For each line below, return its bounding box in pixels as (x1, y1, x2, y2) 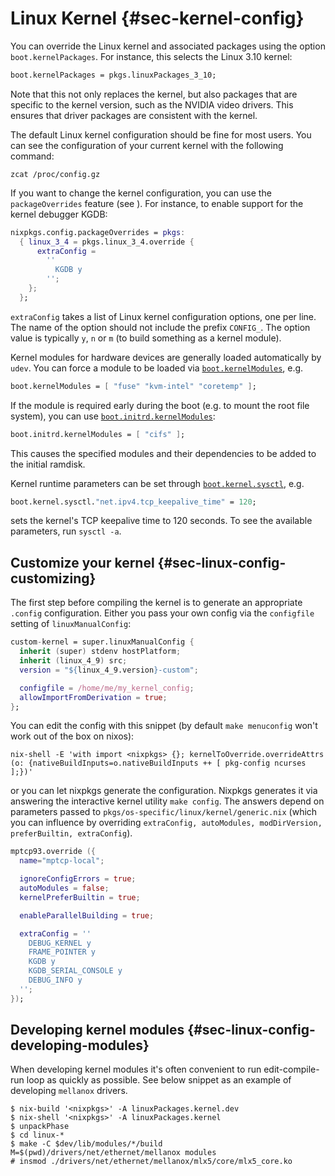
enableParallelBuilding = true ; (19, 910, 155, 921)
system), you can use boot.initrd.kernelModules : (10, 410, 216, 422)
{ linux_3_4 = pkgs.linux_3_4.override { (19, 237, 195, 247)
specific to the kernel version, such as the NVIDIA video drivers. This (10, 98, 294, 111)
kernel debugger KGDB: (10, 208, 108, 220)
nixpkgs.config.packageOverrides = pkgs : (10, 227, 186, 237)
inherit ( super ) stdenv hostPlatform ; (19, 647, 182, 657)
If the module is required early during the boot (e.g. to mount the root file (10, 399, 310, 411)
